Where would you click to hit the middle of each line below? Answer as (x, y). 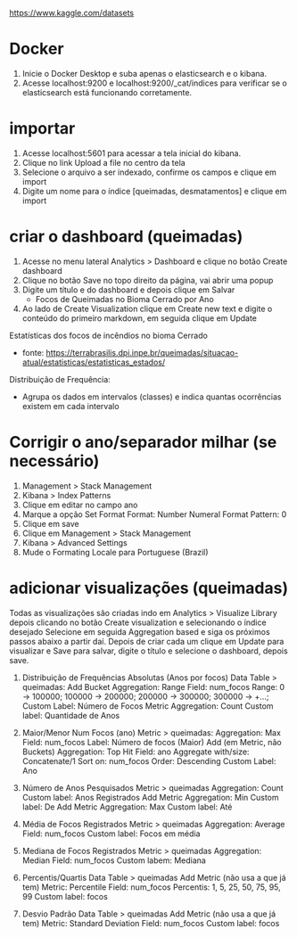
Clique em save (50, 523)
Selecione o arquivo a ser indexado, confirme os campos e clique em (149, 172)
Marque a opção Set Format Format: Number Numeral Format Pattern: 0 (154, 514)
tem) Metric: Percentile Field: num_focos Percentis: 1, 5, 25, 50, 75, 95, (151, 887)
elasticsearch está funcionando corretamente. (107, 92)
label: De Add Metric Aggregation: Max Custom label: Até (127, 807)
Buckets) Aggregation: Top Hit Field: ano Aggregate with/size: (136, 752)
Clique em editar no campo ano (80, 505)
